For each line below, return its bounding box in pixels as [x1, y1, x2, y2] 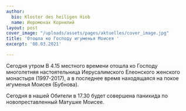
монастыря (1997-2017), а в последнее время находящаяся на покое [6, 74, 179, 82]
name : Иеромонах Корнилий [11, 19, 75, 25]
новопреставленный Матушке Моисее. [6, 98, 104, 105]
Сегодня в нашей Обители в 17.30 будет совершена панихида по [6, 92, 168, 99]
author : [6, 8, 25, 15]
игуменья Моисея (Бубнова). [6, 81, 79, 88]
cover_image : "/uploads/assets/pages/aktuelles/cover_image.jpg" [6, 30, 169, 36]
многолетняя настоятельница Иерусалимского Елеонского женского [6, 68, 180, 75]
